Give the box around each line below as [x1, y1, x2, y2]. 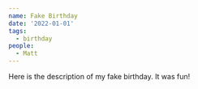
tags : [8, 27, 27, 35]
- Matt [15, 49, 38, 57]
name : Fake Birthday [8, 11, 79, 20]
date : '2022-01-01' [8, 19, 75, 28]
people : [8, 42, 35, 50]
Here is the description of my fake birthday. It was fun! [8, 72, 191, 81]
